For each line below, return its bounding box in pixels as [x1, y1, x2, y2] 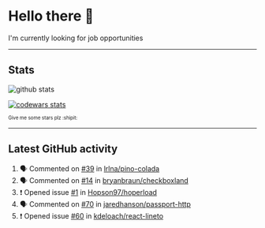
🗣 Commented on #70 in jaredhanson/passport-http [19, 199, 192, 208]
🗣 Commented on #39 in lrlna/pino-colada [19, 163, 160, 173]
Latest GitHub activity [8, 142, 118, 156]
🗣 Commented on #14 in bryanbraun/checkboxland [19, 175, 189, 185]
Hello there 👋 [8, 7, 95, 25]
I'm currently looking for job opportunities [8, 33, 144, 43]
